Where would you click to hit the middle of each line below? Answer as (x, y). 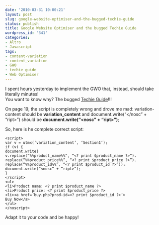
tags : (11, 51)
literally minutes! (22, 94)
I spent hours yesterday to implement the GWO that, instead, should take (79, 89)
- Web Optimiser (22, 75)
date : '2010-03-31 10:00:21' (35, 10)
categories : (17, 38)
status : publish (22, 24)
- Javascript (19, 47)
